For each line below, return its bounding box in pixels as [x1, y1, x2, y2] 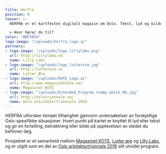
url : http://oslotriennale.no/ [9, 95, 74, 100]
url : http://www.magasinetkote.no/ [9, 81, 83, 86]
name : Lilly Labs [9, 57, 45, 62]
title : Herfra [5, 7, 35, 12]
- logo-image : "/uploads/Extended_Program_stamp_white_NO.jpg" [5, 90, 138, 95]
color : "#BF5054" [5, 35, 41, 40]
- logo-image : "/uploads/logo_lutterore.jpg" [5, 62, 100, 67]
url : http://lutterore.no [9, 67, 63, 72]
